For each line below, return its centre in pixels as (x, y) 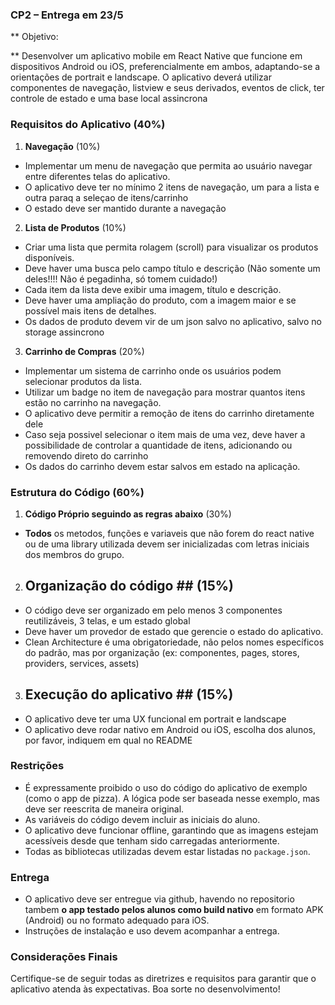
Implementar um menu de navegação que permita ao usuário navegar (168, 165)
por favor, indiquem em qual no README (108, 740)
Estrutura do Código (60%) (77, 492)
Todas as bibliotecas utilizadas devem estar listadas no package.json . (167, 851)
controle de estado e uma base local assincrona (109, 99)
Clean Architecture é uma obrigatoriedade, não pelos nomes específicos (174, 642)
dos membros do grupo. (74, 554)
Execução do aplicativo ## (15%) (129, 694)
